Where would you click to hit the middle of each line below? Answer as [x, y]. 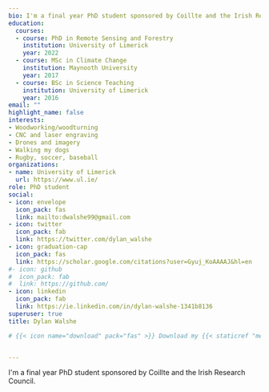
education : [26, 23]
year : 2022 [41, 53]
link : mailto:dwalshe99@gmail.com [73, 217]
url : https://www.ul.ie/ [57, 180]
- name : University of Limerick [62, 172]
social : [21, 194]
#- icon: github [35, 269]
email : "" [25, 105]
